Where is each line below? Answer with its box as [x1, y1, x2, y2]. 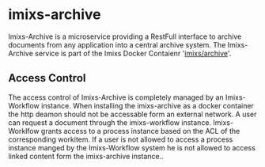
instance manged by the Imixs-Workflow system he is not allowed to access [8, 142, 256, 152]
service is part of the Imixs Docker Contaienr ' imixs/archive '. [35, 48, 232, 58]
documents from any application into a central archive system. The [8, 40, 226, 49]
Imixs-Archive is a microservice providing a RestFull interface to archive [8, 32, 242, 41]
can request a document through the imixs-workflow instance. [8, 117, 212, 127]
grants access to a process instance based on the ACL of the [40, 126, 240, 135]
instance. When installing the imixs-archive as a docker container [40, 101, 255, 110]
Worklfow [8, 126, 40, 135]
